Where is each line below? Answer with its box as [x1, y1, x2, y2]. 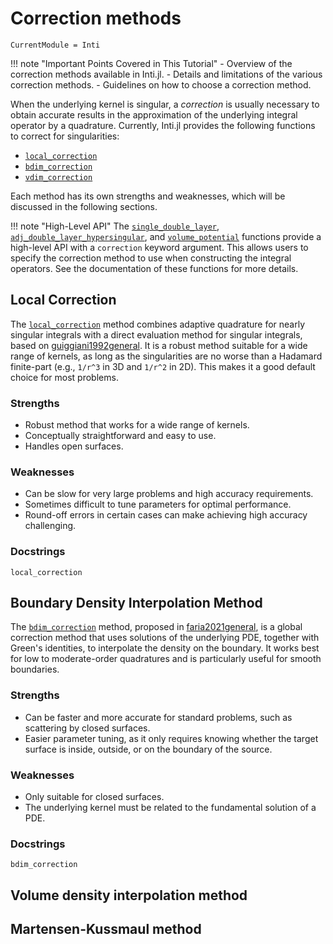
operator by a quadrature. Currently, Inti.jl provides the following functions [10, 119, 316, 131]
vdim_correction [24, 172, 93, 182]
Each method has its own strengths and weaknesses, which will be [10, 190, 286, 202]
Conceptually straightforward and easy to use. [24, 430, 217, 442]
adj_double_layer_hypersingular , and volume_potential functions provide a [10, 230, 322, 242]
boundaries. [10, 663, 60, 676]
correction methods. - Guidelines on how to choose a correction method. [10, 78, 312, 91]
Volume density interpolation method [10, 887, 248, 904]
